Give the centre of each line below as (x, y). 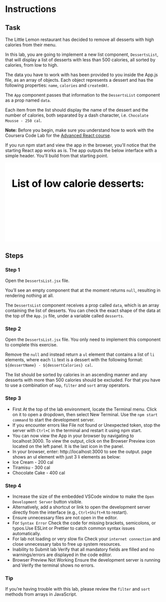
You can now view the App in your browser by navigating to (73, 436)
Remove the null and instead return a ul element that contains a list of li (80, 354)
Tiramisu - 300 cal (31, 467)
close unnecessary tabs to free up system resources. (67, 544)
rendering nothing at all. (29, 296)
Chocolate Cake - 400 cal (39, 472)
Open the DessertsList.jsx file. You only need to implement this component (83, 339)
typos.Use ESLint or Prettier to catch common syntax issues (74, 528)
